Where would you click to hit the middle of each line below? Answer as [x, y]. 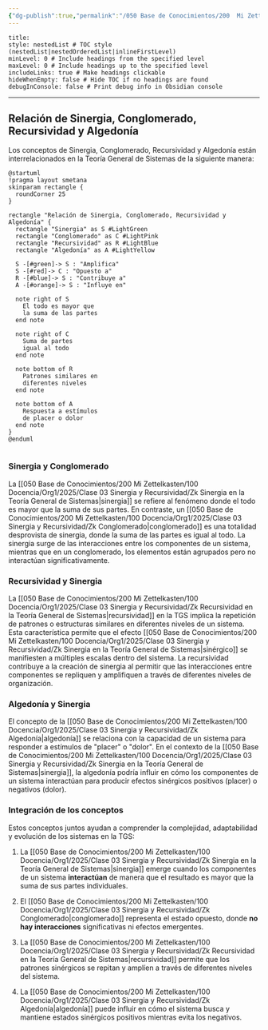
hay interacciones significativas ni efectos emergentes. [112, 926]
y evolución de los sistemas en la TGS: [71, 836]
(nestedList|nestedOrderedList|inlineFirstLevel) [93, 52]
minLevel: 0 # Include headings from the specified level [106, 58]
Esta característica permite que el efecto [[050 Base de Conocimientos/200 [133, 633]
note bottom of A [44, 405]
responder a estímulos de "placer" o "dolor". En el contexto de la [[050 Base [134, 747]
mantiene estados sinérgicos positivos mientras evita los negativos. [131, 1017]
